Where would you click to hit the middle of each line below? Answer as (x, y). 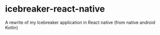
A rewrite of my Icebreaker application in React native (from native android (80, 22)
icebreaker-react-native (55, 9)
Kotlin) (11, 27)
